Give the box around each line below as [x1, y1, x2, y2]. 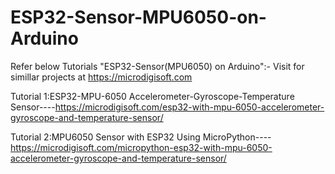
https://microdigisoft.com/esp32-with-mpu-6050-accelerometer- [54, 101, 325, 113]
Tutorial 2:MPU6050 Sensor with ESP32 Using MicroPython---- [10, 131, 272, 143]
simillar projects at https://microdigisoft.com [10, 71, 193, 83]
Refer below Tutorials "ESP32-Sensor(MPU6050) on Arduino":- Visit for [10, 60, 305, 72]
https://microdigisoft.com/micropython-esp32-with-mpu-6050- [10, 141, 273, 153]
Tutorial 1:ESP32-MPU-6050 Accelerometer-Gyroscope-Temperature [10, 90, 295, 102]
